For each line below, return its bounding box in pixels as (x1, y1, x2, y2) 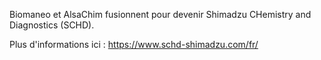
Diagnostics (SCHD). (9, 19, 95, 31)
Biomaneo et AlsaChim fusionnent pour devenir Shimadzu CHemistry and (9, 9, 312, 20)
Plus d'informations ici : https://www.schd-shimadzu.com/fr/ (9, 39, 259, 50)
